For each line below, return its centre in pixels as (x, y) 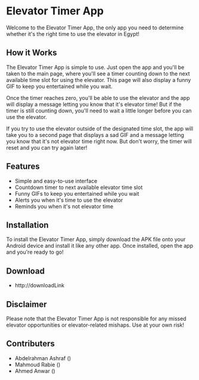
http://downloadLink (39, 285)
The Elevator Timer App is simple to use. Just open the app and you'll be (95, 67)
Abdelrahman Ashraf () (43, 358)
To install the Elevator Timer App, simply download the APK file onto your (96, 239)
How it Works (32, 53)
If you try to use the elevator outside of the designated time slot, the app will (100, 128)
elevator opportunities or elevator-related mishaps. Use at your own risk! (95, 325)
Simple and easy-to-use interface (56, 181)
